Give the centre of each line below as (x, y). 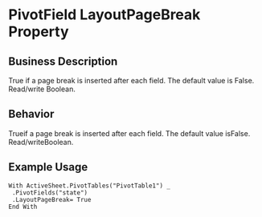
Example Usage (48, 167)
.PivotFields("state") (50, 193)
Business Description (63, 61)
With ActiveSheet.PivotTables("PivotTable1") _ (90, 186)
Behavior (31, 114)
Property (39, 32)
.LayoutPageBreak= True (51, 199)
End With (23, 207)
